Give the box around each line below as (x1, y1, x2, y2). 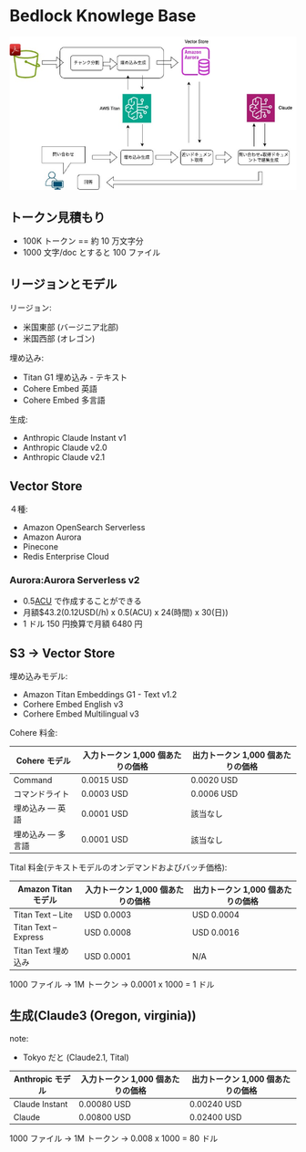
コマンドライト (13, 789, 70, 800)
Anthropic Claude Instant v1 (22, 433, 127, 444)
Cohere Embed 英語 (22, 383, 97, 394)
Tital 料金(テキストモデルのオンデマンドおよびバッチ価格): (9, 862, 228, 873)
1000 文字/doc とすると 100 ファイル (22, 247, 161, 258)
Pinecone (22, 541, 59, 552)
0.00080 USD (78, 1099, 132, 1110)
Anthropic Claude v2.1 (22, 452, 106, 463)
